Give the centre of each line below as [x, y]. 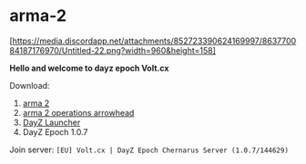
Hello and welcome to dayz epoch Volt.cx [89, 68]
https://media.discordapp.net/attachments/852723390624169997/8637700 [154, 41]
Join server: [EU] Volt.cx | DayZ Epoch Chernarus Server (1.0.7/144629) [149, 150]
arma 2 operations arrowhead [78, 112]
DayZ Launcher [51, 122]
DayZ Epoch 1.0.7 [55, 131]
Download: [30, 85]
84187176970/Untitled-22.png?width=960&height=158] [113, 50]
